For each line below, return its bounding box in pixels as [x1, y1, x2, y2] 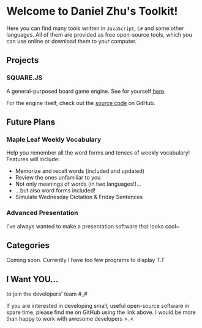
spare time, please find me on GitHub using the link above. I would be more [6, 308, 196, 316]
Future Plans [6, 117, 56, 128]
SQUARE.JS [6, 73, 43, 82]
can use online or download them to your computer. [6, 37, 137, 45]
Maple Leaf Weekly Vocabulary [6, 135, 102, 144]
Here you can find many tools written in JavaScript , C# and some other [6, 24, 184, 32]
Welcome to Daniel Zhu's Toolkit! [6, 4, 178, 18]
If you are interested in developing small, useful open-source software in [6, 302, 190, 310]
